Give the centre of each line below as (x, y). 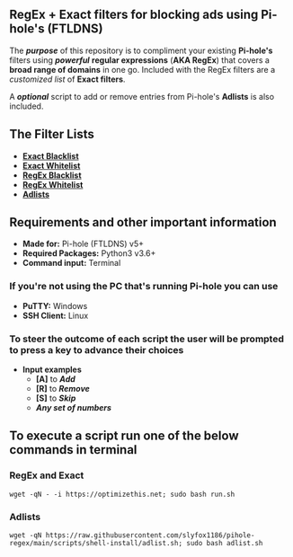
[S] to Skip (56, 398)
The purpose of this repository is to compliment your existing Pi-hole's (141, 50)
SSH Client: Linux (55, 315)
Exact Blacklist (50, 155)
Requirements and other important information (143, 222)
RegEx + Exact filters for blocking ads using (134, 15)
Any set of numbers (74, 408)
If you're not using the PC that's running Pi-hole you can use (144, 287)
